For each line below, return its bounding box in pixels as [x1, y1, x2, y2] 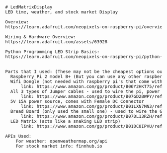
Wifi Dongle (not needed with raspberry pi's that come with [10, 79, 163, 84]
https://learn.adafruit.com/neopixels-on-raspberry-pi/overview [5, 24, 166, 29]
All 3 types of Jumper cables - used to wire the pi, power [10, 89, 160, 94]
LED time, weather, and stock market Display [5, 9, 118, 14]
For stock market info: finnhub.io [15, 144, 102, 149]
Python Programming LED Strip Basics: [5, 49, 100, 54]
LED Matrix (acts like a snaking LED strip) [10, 119, 121, 124]
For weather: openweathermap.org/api [15, 139, 108, 144]
